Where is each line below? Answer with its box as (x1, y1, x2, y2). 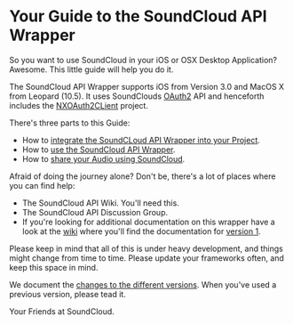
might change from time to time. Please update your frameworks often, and (9, 252, 284, 263)
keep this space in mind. (9, 262, 99, 272)
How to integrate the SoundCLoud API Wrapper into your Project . (21, 134, 260, 145)
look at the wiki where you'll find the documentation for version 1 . (21, 225, 261, 237)
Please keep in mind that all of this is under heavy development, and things (9, 243, 284, 254)
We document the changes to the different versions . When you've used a (9, 279, 277, 290)
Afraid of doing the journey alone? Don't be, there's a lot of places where (9, 171, 276, 182)
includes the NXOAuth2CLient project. (9, 100, 149, 110)
